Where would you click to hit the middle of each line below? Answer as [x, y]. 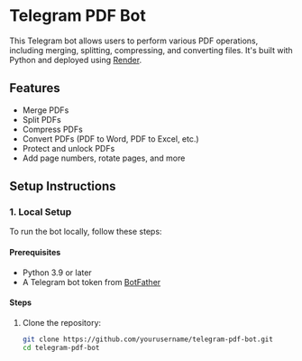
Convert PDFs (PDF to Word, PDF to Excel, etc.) [111, 139]
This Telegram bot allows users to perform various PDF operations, [134, 41]
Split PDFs [41, 119]
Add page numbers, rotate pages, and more [104, 158]
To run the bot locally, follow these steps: [86, 232]
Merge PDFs [46, 110]
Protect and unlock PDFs [69, 148]
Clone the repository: [62, 322]
